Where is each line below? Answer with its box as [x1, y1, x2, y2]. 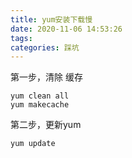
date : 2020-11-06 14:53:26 [10, 24, 123, 34]
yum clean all [10, 91, 70, 101]
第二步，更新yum [10, 119, 82, 131]
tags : [10, 33, 33, 43]
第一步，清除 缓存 [10, 71, 83, 83]
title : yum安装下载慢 [10, 14, 93, 25]
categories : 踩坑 [10, 42, 80, 53]
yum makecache [10, 100, 70, 110]
